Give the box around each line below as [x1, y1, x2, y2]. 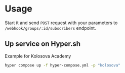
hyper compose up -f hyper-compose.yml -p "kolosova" [5, 62, 121, 68]
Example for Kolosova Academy [5, 53, 71, 59]
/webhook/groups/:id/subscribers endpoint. [5, 25, 97, 31]
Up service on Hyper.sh [5, 40, 81, 48]
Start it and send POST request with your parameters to [5, 20, 118, 26]
